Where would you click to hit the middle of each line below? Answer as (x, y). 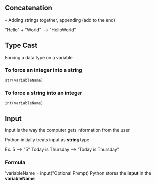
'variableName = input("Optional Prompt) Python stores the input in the (78, 173)
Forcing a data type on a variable (39, 57)
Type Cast (21, 45)
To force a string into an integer (44, 93)
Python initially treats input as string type (47, 140)
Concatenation (29, 8)
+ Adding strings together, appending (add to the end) (60, 20)
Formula (15, 162)
